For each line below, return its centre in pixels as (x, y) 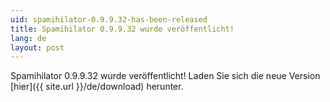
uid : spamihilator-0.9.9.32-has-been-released (109, 19)
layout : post (37, 47)
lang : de (28, 38)
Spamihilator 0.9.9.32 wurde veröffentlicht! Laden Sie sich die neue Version (165, 76)
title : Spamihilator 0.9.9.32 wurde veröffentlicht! (122, 29)
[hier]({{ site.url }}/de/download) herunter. (97, 87)
